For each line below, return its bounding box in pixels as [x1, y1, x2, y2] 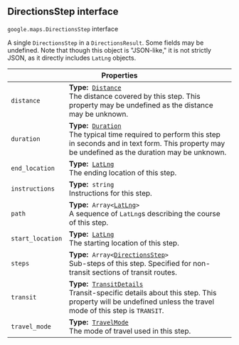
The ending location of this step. [68, 167, 177, 177]
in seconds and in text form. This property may [68, 138, 225, 148]
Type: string [68, 179, 115, 189]
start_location [11, 234, 63, 243]
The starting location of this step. [68, 238, 179, 248]
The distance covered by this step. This [68, 91, 201, 101]
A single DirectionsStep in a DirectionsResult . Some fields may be [7, 38, 204, 47]
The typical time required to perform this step [68, 129, 221, 139]
